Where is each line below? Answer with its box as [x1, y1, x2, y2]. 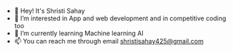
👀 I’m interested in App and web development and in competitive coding [14, 14, 227, 22]
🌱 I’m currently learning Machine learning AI [14, 29, 144, 37]
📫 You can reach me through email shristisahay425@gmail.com [14, 37, 204, 45]
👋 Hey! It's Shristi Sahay [14, 7, 86, 15]
